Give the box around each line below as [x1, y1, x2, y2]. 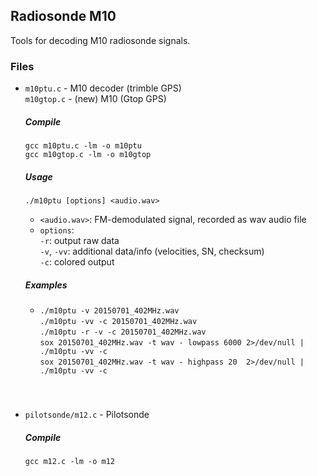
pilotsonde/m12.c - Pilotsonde [24, 409, 150, 421]
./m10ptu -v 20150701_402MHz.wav [39, 306, 180, 316]
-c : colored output [39, 256, 115, 268]
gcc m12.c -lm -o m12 [24, 457, 115, 467]
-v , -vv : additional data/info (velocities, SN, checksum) [39, 245, 265, 258]
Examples [24, 279, 68, 291]
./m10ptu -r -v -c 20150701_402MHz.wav [39, 327, 207, 338]
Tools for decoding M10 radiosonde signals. [10, 34, 191, 46]
